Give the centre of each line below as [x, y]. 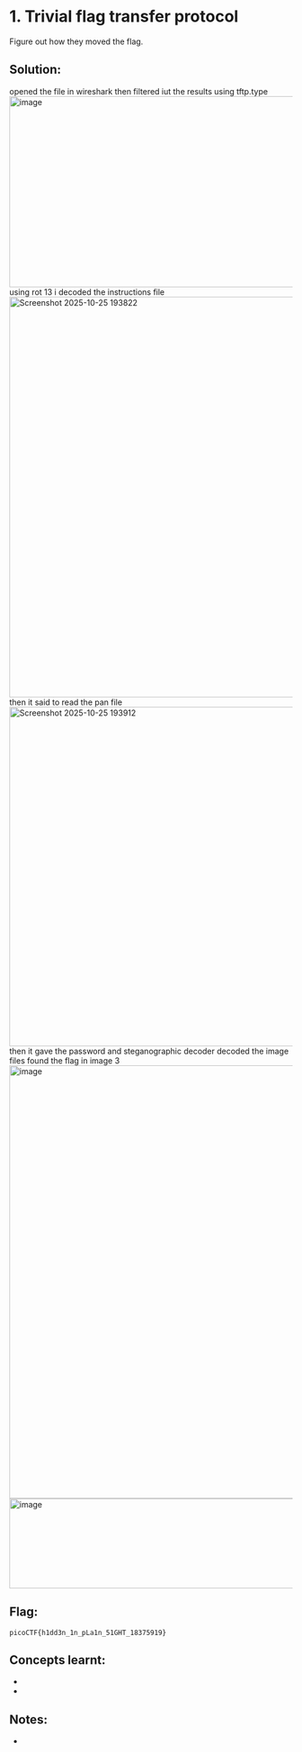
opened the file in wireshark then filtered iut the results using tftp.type [138, 91]
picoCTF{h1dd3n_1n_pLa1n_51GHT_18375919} [88, 1632]
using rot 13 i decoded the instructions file [87, 292]
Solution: [35, 70]
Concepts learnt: [58, 1660]
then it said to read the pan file [66, 702]
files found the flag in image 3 [65, 1060]
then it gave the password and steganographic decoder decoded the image [149, 1051]
